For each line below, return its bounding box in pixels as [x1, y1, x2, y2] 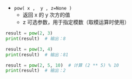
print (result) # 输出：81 [5, 51, 68, 57]
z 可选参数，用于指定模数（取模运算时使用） [22, 19, 130, 25]
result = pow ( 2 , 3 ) [5, 30, 53, 36]
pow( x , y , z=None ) [13, 5, 72, 11]
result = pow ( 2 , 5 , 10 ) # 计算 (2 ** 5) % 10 [5, 62, 119, 68]
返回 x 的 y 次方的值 [22, 11, 71, 18]
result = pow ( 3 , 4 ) [5, 46, 53, 52]
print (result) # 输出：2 [5, 68, 66, 74]
